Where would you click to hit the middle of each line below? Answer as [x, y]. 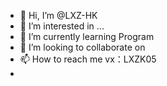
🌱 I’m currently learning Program [87, 36]
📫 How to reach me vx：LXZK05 [88, 59]
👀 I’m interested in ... [62, 26]
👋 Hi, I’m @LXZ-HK [58, 15]
